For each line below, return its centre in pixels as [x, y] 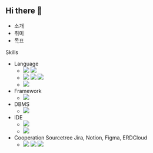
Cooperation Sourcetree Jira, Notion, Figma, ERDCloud [81, 137]
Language [26, 64]
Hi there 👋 [24, 11]
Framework [28, 91]
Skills [12, 52]
